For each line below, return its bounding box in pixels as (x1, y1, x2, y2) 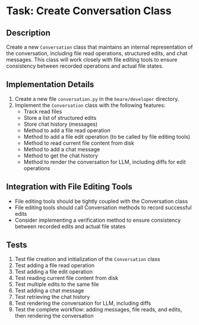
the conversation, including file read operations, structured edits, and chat (6, 50, 188, 57)
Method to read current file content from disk (23, 139, 135, 146)
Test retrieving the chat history (14, 294, 90, 301)
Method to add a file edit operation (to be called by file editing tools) (23, 133, 191, 140)
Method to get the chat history (23, 152, 99, 159)
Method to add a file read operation (23, 126, 111, 134)
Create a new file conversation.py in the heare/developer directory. (14, 95, 179, 102)
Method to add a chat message (23, 145, 100, 152)
